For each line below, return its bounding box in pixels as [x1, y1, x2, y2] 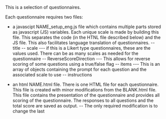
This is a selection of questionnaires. [5, 5, 81, 10]
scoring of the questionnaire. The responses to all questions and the [12, 97, 154, 103]
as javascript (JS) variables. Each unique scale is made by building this [12, 29, 159, 35]
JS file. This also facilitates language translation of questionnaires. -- [12, 40, 155, 46]
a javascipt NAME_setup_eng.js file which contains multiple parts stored [12, 24, 161, 30]
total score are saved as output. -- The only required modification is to [12, 103, 158, 108]
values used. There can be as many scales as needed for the [12, 50, 139, 56]
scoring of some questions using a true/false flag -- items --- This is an [12, 61, 160, 67]
